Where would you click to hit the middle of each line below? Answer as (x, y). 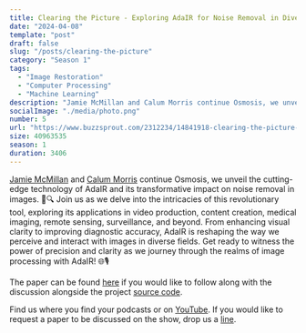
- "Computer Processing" (65, 86)
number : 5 (28, 119)
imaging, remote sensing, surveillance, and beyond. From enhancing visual (150, 222)
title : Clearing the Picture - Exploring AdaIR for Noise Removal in (144, 18)
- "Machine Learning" (59, 94)
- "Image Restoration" (61, 77)
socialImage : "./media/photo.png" (75, 111)
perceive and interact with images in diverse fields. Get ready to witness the (152, 241)
